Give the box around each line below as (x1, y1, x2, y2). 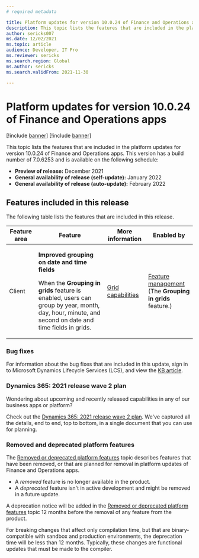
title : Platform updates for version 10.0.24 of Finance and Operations (6, 19, 190, 26)
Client (9, 287, 25, 296)
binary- (171, 527, 190, 534)
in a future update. (14, 491, 60, 498)
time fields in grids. (38, 324, 92, 332)
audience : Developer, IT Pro (6, 47, 78, 53)
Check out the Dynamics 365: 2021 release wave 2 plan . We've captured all (6, 413, 191, 420)
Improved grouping (38, 251, 94, 259)
